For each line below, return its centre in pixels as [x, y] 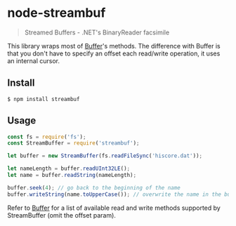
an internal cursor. [34, 60]
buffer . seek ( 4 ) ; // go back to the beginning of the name [94, 187]
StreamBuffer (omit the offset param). [61, 215]
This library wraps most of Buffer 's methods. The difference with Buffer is [114, 46]
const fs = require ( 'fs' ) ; [47, 137]
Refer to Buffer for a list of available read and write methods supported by [114, 208]
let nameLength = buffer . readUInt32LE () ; [69, 169]
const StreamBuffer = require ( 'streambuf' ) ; [73, 143]
